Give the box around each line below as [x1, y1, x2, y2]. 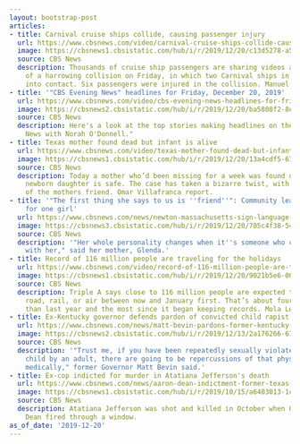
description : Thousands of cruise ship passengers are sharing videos [17, 64, 286, 73]
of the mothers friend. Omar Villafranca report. [25, 188, 214, 197]
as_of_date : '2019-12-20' [9, 421, 105, 430]
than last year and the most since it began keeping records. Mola [25, 304, 281, 313]
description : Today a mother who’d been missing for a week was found [17, 171, 286, 180]
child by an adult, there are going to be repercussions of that [25, 354, 274, 363]
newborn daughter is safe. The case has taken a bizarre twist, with [25, 180, 290, 189]
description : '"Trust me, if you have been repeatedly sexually [17, 346, 262, 354]
